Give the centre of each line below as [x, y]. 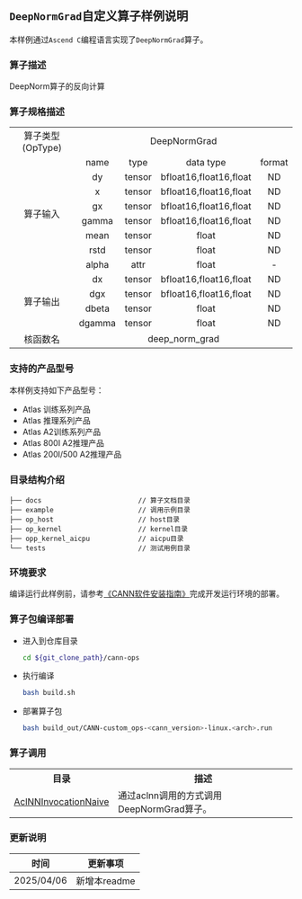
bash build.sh [49, 693]
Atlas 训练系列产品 [57, 409]
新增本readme [106, 881]
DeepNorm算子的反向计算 [57, 86]
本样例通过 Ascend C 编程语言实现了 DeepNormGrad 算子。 [109, 40]
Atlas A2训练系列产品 [62, 432]
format [274, 163]
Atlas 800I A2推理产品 [63, 442]
